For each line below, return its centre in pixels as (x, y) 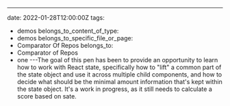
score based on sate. (47, 96)
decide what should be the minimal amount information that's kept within (119, 82)
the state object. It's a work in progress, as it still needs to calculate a (114, 89)
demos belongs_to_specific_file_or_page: (75, 38)
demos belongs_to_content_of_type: (68, 31)
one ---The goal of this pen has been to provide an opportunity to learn (117, 60)
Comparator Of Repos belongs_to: (65, 45)
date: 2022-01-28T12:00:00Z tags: (56, 17)
